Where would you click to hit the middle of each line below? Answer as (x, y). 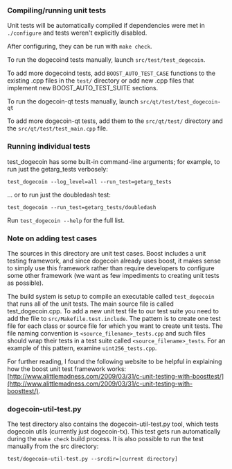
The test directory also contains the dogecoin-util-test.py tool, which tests (113, 424)
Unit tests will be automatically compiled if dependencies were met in (106, 26)
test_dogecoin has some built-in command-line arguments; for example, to (114, 161)
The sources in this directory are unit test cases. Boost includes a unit (107, 253)
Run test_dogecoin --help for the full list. (66, 220)
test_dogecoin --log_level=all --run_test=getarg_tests (89, 182)
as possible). (25, 283)
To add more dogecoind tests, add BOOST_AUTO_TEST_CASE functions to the (111, 73)
